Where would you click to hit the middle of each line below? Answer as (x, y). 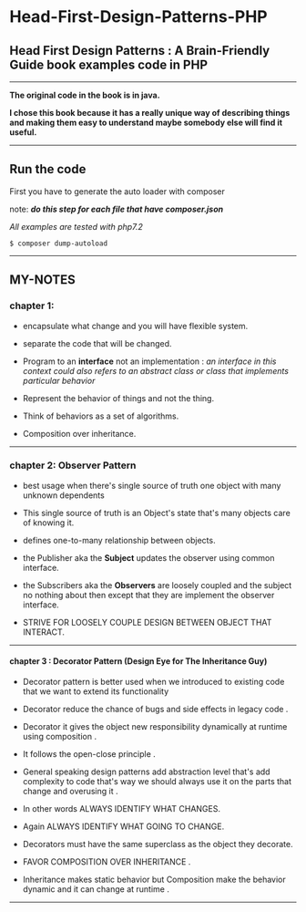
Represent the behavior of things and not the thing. (118, 398)
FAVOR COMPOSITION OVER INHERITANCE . (107, 862)
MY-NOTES (42, 280)
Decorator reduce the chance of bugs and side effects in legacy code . (155, 709)
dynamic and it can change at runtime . (96, 889)
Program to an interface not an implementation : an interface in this (149, 361)
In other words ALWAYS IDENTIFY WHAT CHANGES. (122, 808)
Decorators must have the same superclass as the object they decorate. (158, 844)
